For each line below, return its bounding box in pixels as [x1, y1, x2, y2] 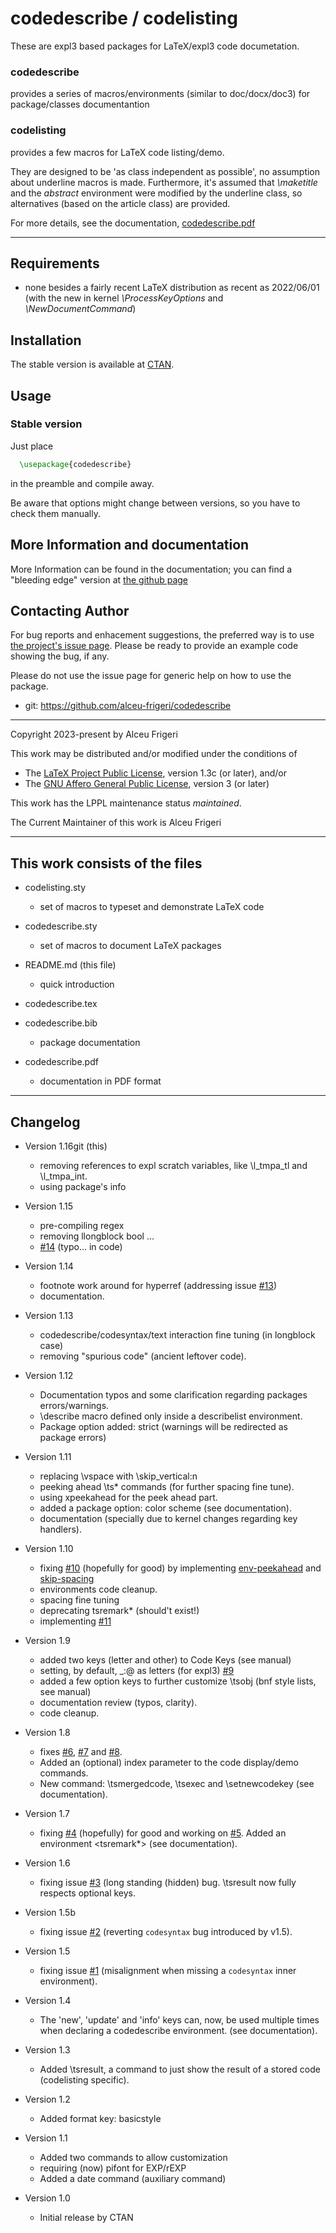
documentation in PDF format [39, 1075, 162, 1087]
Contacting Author [10, 602, 130, 619]
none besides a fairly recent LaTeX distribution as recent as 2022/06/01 [24, 282, 320, 294]
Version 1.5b [24, 1906, 76, 1918]
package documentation [39, 1037, 141, 1049]
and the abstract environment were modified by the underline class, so [10, 187, 303, 199]
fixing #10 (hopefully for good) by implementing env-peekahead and [39, 1562, 322, 1574]
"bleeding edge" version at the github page [10, 573, 188, 586]
